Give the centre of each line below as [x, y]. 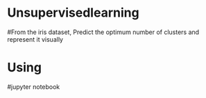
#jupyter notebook [34, 87]
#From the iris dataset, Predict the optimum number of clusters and [103, 32]
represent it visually [35, 39]
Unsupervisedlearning [74, 13]
